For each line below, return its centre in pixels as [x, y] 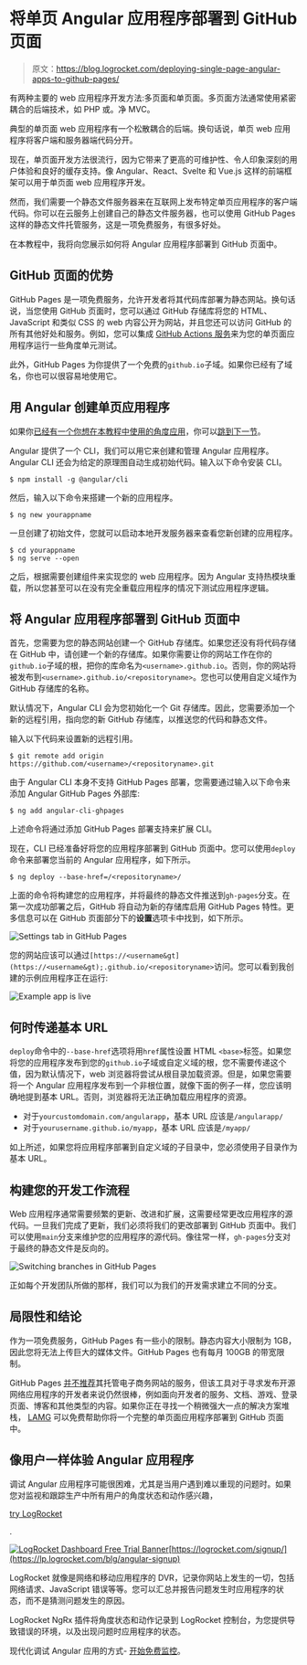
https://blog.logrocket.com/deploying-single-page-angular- [169, 69]
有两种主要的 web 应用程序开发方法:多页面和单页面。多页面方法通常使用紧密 [153, 98]
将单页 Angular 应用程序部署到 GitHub [153, 19]
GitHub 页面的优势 [62, 276]
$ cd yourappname [42, 550]
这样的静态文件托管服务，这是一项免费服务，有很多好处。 [117, 224]
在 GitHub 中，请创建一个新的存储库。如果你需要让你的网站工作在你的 [141, 654]
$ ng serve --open [44, 558]
